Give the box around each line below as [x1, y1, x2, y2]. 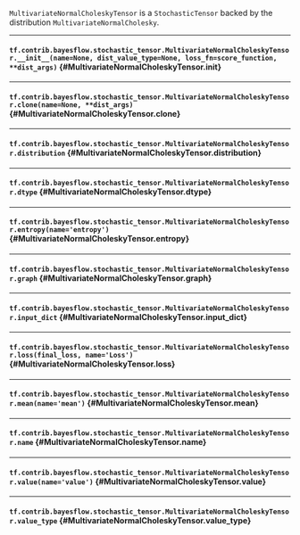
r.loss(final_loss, [9, 351, 82, 360]
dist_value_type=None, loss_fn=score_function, [96, 53, 278, 62]
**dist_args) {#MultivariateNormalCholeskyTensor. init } [9, 62, 221, 72]
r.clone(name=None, [9, 100, 82, 110]
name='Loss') [85, 351, 134, 360]
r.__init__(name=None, [9, 53, 94, 62]
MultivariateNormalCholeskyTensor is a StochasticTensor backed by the [9, 8, 273, 18]
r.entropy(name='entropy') [9, 226, 110, 235]
